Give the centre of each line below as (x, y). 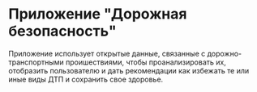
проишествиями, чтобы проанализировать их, (146, 62)
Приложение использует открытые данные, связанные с (107, 53)
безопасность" (62, 31)
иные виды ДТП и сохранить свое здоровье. (86, 79)
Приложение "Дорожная (98, 14)
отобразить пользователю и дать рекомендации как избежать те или (129, 70)
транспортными (36, 62)
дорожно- (225, 53)
